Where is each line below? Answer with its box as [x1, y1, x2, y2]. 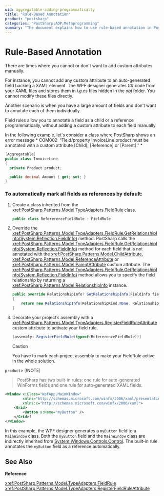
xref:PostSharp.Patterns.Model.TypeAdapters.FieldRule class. [12, 207, 137, 213]
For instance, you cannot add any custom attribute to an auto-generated [5, 77, 150, 83]
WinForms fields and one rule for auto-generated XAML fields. [17, 382, 143, 388]
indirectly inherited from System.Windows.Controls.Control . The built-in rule [5, 438, 158, 444]
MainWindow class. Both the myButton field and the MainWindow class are [5, 433, 145, 439]
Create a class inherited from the [12, 201, 79, 207]
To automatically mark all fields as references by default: [5, 191, 143, 198]
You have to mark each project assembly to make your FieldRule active [12, 352, 155, 358]
